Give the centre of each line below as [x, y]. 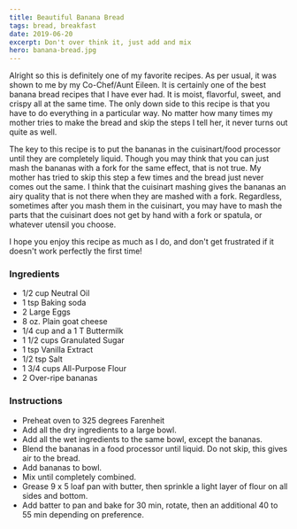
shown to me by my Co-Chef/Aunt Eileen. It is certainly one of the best [138, 85]
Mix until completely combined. [79, 477]
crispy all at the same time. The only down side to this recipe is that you [140, 104]
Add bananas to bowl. [62, 467]
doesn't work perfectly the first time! [76, 251]
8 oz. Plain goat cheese [65, 322]
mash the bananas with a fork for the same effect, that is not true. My [135, 168]
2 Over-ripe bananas [60, 378]
